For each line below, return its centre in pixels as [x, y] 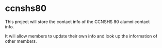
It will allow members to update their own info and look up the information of [81, 36]
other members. [21, 41]
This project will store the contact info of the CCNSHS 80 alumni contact [77, 22]
